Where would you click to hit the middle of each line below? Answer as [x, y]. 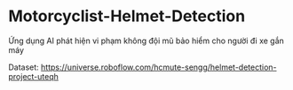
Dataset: [24, 67]
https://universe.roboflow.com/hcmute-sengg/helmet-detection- [158, 67]
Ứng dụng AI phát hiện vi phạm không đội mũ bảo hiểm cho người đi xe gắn [146, 41]
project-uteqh [34, 76]
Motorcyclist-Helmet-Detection [127, 16]
